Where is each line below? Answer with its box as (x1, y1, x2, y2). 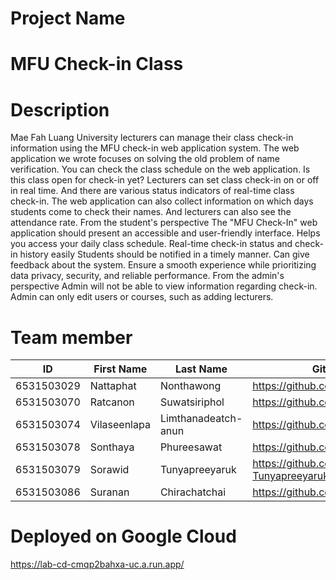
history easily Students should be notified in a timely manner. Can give (19, 248, 310, 261)
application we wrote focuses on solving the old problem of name (10, 153, 280, 165)
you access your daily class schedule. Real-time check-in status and (10, 238, 293, 250)
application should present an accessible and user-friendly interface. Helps (10, 227, 321, 239)
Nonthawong (159, 379, 222, 393)
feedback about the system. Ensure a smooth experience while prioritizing (10, 259, 317, 271)
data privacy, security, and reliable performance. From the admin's (10, 270, 285, 282)
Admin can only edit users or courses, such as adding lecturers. (10, 291, 274, 303)
